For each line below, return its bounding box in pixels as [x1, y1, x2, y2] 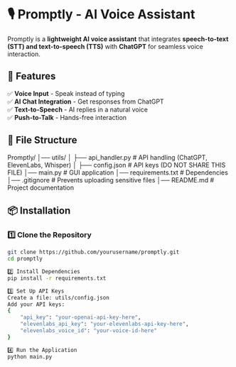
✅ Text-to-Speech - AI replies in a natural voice [7, 105, 148, 114]
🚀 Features [7, 70, 56, 82]
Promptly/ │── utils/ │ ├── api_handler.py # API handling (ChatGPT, [7, 153, 208, 161]
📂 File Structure [7, 134, 77, 146]
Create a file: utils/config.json [7, 294, 110, 301]
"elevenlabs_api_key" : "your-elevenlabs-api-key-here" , [20, 321, 190, 328]
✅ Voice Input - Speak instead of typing [7, 89, 125, 97]
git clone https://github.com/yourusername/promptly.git [7, 248, 180, 256]
